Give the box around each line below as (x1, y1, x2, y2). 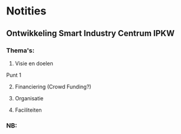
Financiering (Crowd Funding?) (14, 83, 92, 90)
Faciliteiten (14, 106, 42, 114)
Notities (6, 4, 47, 18)
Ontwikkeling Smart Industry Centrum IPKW (6, 28, 175, 38)
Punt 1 (6, 71, 22, 79)
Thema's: (6, 46, 35, 55)
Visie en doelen (14, 59, 54, 67)
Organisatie (14, 94, 44, 102)
